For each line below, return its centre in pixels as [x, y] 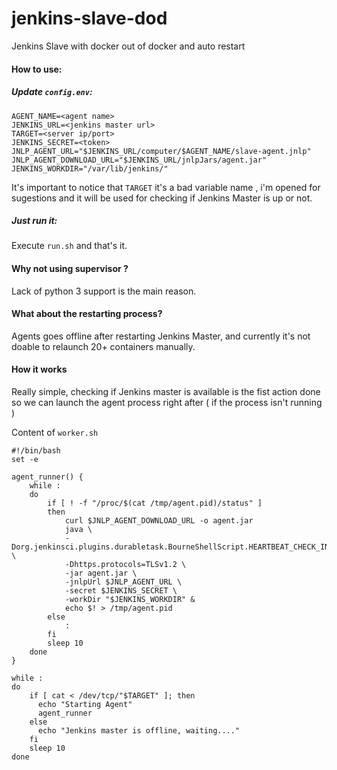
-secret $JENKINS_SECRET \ [121, 591]
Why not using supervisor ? [70, 269]
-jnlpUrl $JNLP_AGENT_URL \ [123, 582]
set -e [25, 460]
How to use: [37, 69]
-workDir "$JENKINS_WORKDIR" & [130, 600]
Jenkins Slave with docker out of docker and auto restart [128, 46]
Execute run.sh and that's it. [69, 246]
